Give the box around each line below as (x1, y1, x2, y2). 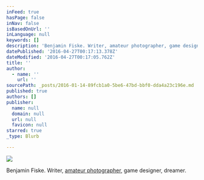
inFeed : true (6, 9, 39, 15)
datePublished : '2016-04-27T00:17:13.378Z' (6, 49, 118, 55)
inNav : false (6, 20, 39, 26)
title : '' (6, 60, 32, 66)
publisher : (6, 99, 34, 105)
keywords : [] (6, 37, 39, 43)
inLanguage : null (6, 32, 50, 38)
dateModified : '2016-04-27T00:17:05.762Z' (6, 54, 115, 60)
